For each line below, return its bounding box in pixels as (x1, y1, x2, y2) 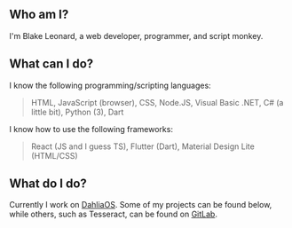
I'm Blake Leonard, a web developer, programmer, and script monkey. (9, 30, 264, 41)
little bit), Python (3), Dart (30, 106, 124, 117)
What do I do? (9, 177, 87, 192)
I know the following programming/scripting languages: (9, 80, 211, 90)
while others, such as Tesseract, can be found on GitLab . (9, 208, 217, 220)
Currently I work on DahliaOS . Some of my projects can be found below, (9, 200, 272, 210)
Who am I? (9, 7, 69, 22)
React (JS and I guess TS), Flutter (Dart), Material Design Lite (30, 141, 255, 152)
